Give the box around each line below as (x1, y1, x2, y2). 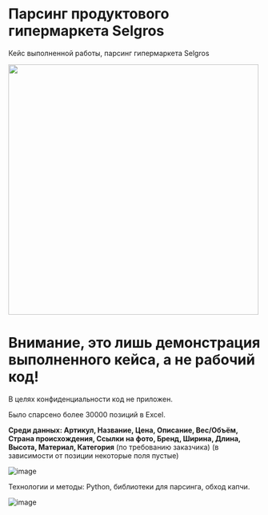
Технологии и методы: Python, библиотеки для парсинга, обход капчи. (8, 481, 250, 491)
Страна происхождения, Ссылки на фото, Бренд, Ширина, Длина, (8, 433, 242, 443)
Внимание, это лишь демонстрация (8, 334, 261, 352)
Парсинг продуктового (8, 5, 170, 23)
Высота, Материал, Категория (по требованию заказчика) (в (8, 442, 219, 452)
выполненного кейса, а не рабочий (8, 351, 256, 369)
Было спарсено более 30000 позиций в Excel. (8, 409, 166, 419)
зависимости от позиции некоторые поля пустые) (8, 450, 179, 461)
